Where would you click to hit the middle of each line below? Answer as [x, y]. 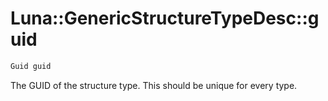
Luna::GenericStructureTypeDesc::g [165, 18]
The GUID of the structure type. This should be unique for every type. [154, 85]
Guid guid [31, 66]
